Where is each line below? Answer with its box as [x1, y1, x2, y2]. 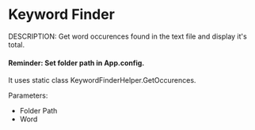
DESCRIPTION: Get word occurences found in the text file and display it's [8, 32, 247, 41]
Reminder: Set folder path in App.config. [8, 58, 145, 68]
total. [8, 39, 25, 49]
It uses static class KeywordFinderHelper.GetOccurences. [8, 76, 196, 85]
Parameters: [8, 91, 48, 100]
